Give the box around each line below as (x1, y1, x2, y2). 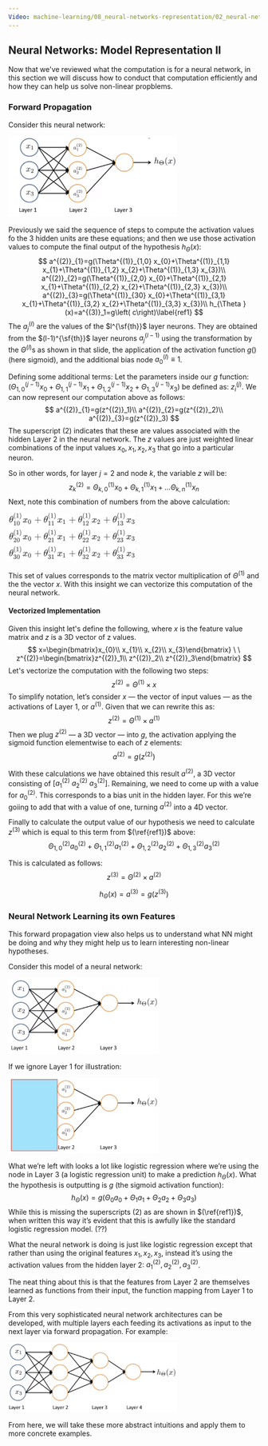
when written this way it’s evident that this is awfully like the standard (8, 1216, 236, 1225)
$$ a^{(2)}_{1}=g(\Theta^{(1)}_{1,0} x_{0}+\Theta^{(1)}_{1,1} (37, 257, 231, 266)
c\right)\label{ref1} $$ (132, 308, 203, 318)
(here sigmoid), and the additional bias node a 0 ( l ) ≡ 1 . (8, 353, 183, 366)
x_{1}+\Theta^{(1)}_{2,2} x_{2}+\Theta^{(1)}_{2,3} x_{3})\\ (41, 282, 227, 292)
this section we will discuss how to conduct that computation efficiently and (8, 73, 258, 83)
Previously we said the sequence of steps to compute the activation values (8, 225, 254, 235)
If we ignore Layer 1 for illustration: (8, 1061, 122, 1071)
